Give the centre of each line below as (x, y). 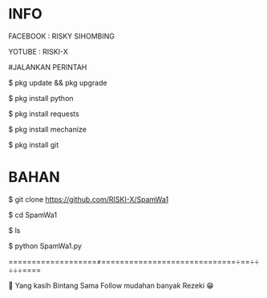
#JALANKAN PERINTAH (48, 67)
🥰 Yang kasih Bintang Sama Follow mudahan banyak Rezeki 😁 (111, 285)
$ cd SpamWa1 (33, 215)
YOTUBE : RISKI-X (38, 51)
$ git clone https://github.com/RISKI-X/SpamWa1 (89, 199)
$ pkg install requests (44, 114)
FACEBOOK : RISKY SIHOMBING (61, 36)
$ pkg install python (41, 98)
